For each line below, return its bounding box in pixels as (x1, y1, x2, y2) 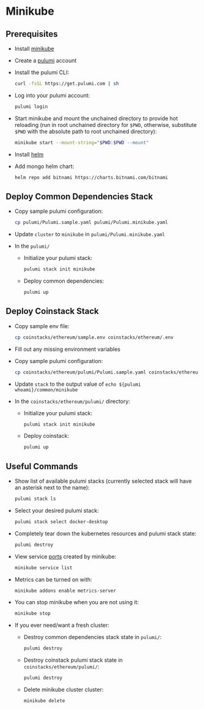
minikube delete (23, 698, 65, 704)
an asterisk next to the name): (14, 484, 90, 491)
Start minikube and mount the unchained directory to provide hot (14, 115, 178, 122)
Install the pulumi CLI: (14, 69, 70, 76)
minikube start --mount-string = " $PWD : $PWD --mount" (14, 139, 149, 145)
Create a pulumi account (14, 57, 77, 64)
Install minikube (14, 45, 54, 52)
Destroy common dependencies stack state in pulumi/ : (23, 634, 162, 641)
